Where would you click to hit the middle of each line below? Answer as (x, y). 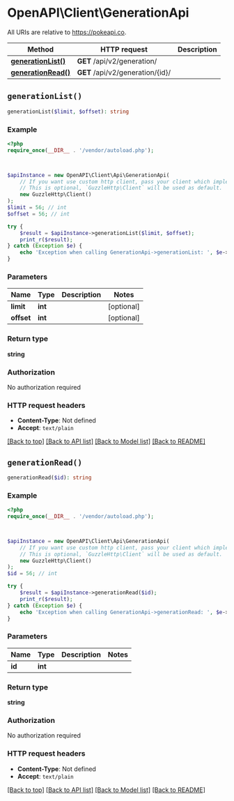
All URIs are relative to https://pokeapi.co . (67, 32)
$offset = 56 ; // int (39, 214)
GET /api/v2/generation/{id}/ (124, 73)
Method (41, 49)
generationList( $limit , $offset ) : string (68, 112)
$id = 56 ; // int (32, 574)
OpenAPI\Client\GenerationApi (98, 13)
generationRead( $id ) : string (49, 478)
